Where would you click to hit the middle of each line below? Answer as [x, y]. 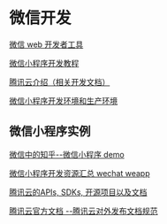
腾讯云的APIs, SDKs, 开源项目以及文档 [78, 192]
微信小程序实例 [50, 131]
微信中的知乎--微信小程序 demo [67, 154]
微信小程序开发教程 [44, 63]
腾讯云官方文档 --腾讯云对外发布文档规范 [83, 211]
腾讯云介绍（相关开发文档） [60, 81]
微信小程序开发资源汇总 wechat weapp [80, 173]
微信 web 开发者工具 [46, 44]
